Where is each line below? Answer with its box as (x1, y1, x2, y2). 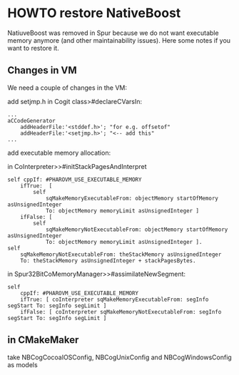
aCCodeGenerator (7, 117, 56, 124)
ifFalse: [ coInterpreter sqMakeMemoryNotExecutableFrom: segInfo (20, 308, 222, 315)
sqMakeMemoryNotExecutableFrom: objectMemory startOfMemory (45, 226, 228, 233)
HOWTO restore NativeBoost (7, 5, 181, 21)
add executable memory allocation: (7, 148, 111, 157)
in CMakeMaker (7, 334, 79, 346)
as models (7, 360, 38, 369)
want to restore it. (7, 43, 59, 52)
